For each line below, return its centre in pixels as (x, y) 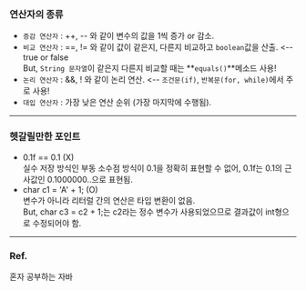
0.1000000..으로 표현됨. (90, 179)
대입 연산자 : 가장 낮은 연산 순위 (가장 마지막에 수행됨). (117, 103)
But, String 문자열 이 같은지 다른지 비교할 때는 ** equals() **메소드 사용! (149, 68)
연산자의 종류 (36, 14)
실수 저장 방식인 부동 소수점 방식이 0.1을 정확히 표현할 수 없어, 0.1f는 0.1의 (153, 168)
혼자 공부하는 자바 (41, 276)
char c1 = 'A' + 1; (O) (60, 189)
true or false (46, 57)
